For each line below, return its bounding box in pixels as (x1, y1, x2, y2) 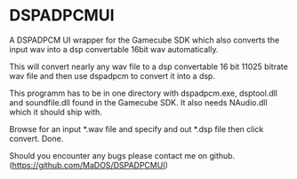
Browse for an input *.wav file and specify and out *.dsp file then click (9, 123, 264, 134)
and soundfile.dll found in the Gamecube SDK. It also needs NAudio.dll (9, 97, 269, 107)
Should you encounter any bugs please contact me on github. (9, 150, 236, 160)
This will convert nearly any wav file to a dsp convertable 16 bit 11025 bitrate (9, 61, 289, 72)
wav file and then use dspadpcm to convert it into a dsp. (9, 70, 216, 81)
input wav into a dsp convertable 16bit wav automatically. (9, 43, 219, 54)
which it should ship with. (9, 106, 102, 117)
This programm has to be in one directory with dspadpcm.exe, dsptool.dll (9, 88, 278, 98)
